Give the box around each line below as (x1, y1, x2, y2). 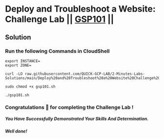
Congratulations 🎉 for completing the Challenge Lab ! (5, 103, 134, 110)
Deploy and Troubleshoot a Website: (5, 3, 156, 15)
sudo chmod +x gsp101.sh (5, 84, 56, 89)
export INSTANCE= (5, 58, 41, 64)
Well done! (5, 128, 28, 134)
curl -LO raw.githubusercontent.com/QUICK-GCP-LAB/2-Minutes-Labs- (5, 71, 145, 76)
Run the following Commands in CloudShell (5, 48, 110, 54)
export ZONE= (5, 63, 32, 68)
